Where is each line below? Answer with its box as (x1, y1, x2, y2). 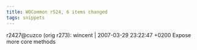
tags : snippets (6, 15, 45, 21)
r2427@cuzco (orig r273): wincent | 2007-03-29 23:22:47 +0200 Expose (6, 31, 192, 38)
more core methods (6, 38, 56, 45)
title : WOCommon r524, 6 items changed (6, 9, 108, 15)
